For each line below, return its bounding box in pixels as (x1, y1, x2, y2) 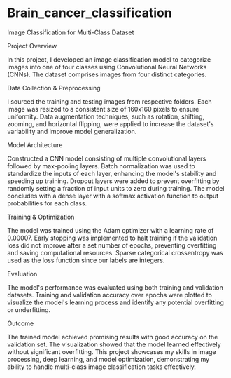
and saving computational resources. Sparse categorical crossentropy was (7, 248, 223, 257)
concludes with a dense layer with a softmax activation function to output (7, 191, 219, 200)
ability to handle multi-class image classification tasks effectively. (7, 363, 196, 371)
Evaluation (7, 269, 38, 278)
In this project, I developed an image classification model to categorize (7, 55, 211, 64)
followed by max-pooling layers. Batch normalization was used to (7, 161, 196, 170)
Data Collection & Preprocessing (7, 83, 101, 92)
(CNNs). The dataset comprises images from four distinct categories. (7, 70, 207, 79)
